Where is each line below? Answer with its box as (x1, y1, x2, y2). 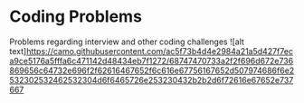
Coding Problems (9, 6, 143, 27)
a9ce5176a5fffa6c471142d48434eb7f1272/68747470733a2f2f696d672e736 (9, 55, 294, 66)
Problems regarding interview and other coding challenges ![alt (9, 36, 244, 47)
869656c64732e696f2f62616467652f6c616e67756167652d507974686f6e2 (9, 65, 295, 76)
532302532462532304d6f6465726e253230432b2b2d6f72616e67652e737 (9, 74, 294, 85)
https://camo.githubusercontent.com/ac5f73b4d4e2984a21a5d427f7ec (25, 45, 294, 56)
